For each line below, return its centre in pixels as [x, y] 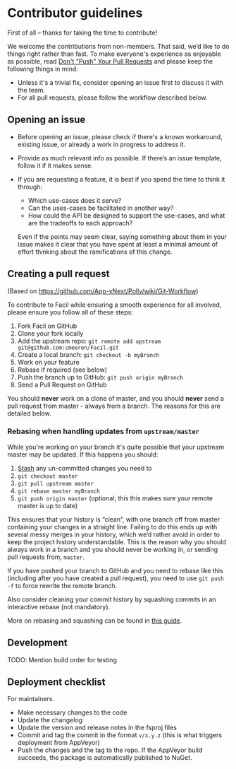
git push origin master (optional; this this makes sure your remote [115, 498]
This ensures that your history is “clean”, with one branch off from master [114, 519]
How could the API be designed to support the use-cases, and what [126, 215]
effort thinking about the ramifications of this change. [95, 252]
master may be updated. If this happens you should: [83, 454]
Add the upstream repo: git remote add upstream [89, 341]
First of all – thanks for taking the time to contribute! [82, 33]
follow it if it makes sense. [55, 165]
